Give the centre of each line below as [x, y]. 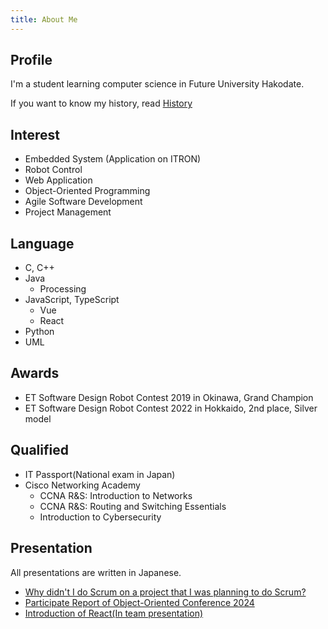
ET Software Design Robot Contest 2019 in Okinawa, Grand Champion [169, 397]
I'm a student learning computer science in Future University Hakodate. [157, 84]
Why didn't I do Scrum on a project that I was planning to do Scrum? [165, 592]
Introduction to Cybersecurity [100, 517]
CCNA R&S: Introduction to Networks [116, 495]
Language [42, 243]
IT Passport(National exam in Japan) [100, 474]
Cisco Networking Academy [82, 485]
